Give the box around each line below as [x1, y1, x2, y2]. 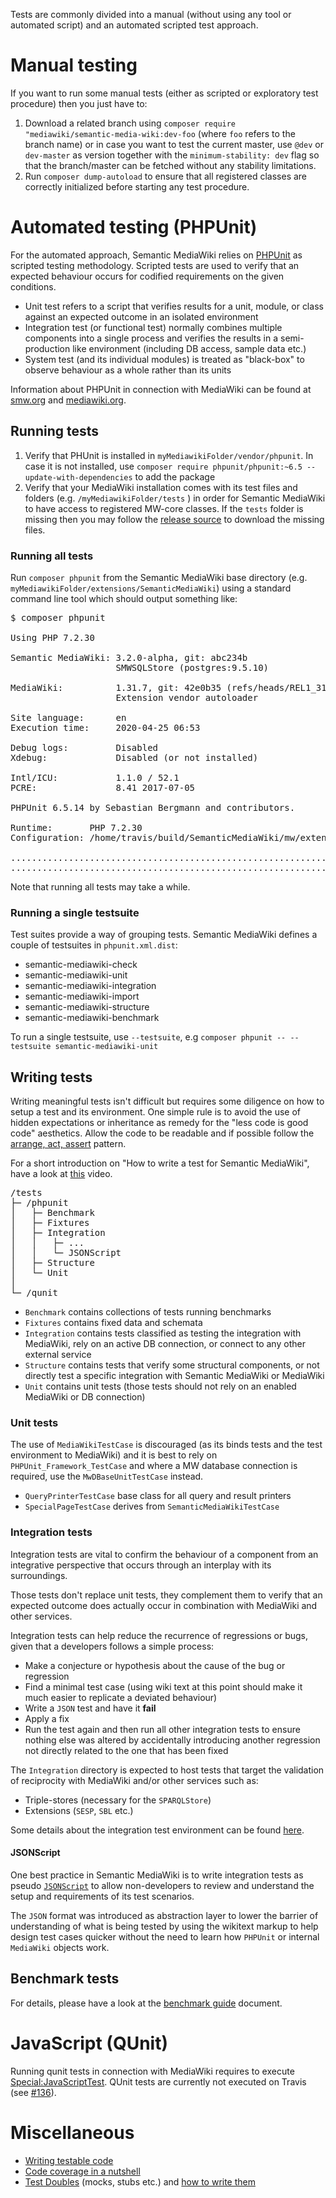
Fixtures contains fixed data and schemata [24, 1317, 203, 1329]
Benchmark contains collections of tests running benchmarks [24, 1306, 272, 1318]
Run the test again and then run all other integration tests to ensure [24, 1723, 301, 1735]
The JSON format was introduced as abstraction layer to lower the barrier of [10, 1909, 319, 1921]
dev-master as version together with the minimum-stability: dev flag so [24, 149, 320, 161]
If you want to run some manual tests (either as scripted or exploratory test [10, 87, 319, 99]
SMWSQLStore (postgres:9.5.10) [115, 662, 270, 673]
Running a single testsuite [10, 905, 140, 919]
